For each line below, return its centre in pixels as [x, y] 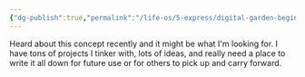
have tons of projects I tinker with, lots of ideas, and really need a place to [148, 53]
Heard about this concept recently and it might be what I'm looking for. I [144, 43]
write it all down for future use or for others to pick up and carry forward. [146, 63]
